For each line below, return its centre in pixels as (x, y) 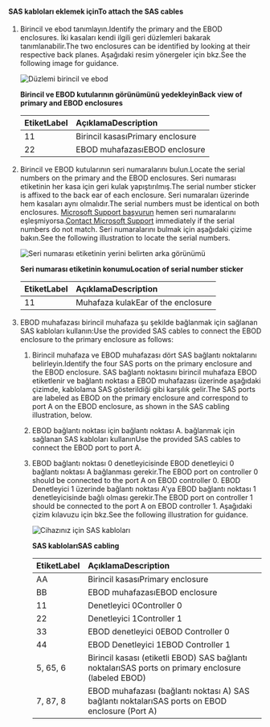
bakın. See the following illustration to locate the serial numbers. (125, 238)
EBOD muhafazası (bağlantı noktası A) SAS (169, 691)
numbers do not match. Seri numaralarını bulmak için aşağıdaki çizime (136, 229)
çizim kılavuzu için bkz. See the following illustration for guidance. (140, 514)
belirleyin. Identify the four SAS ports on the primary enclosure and (142, 364)
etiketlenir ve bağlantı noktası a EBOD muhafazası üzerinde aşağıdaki (146, 381)
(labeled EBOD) (117, 678)
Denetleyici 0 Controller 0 (135, 605)
